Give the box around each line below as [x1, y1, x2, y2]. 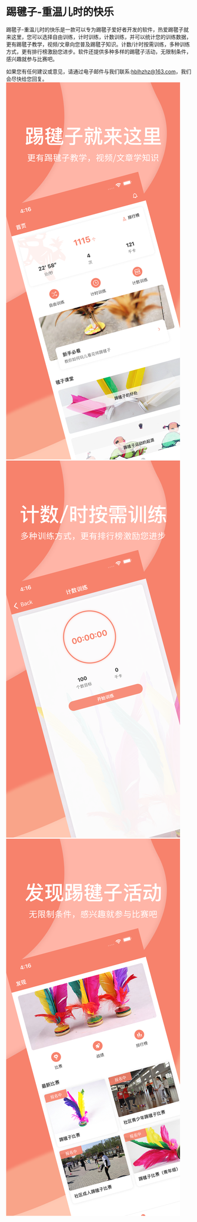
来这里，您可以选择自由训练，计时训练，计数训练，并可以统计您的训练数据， [6, 33, 192, 40]
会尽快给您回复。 [6, 75, 48, 82]
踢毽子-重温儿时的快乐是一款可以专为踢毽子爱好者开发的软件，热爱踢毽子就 [6, 26, 189, 33]
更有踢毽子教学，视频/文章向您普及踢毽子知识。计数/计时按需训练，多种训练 [6, 41, 191, 48]
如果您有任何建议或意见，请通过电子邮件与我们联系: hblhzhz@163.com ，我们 [6, 68, 192, 75]
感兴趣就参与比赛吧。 [6, 55, 58, 62]
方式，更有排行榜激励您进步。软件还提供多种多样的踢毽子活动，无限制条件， [6, 48, 192, 55]
